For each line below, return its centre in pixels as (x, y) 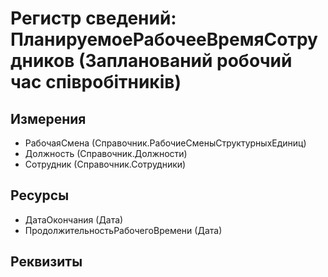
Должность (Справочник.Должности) (106, 153)
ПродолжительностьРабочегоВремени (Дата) (123, 230)
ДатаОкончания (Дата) (74, 219)
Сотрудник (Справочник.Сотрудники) (105, 164)
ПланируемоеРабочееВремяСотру (164, 39)
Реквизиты (46, 262)
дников (42, 61)
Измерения (48, 118)
